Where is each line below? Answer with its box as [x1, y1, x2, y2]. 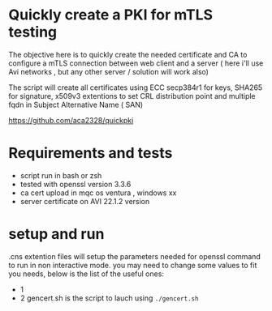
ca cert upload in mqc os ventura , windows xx [19, 188, 177, 198]
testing [8, 23, 58, 41]
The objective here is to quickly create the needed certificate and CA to [8, 49, 248, 59]
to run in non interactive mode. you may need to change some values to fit [8, 260, 257, 270]
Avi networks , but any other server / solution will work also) [8, 66, 209, 76]
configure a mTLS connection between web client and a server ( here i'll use [8, 58, 264, 68]
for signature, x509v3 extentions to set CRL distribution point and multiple [8, 91, 256, 100]
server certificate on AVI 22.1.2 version [19, 196, 150, 206]
